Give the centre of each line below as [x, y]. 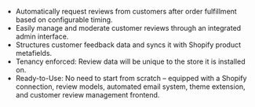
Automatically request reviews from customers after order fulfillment [126, 11]
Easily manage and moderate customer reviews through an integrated [128, 28]
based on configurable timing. [64, 20]
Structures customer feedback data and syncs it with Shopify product [128, 45]
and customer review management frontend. [87, 95]
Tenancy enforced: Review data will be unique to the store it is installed [130, 61]
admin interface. [42, 36]
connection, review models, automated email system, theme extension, [130, 87]
